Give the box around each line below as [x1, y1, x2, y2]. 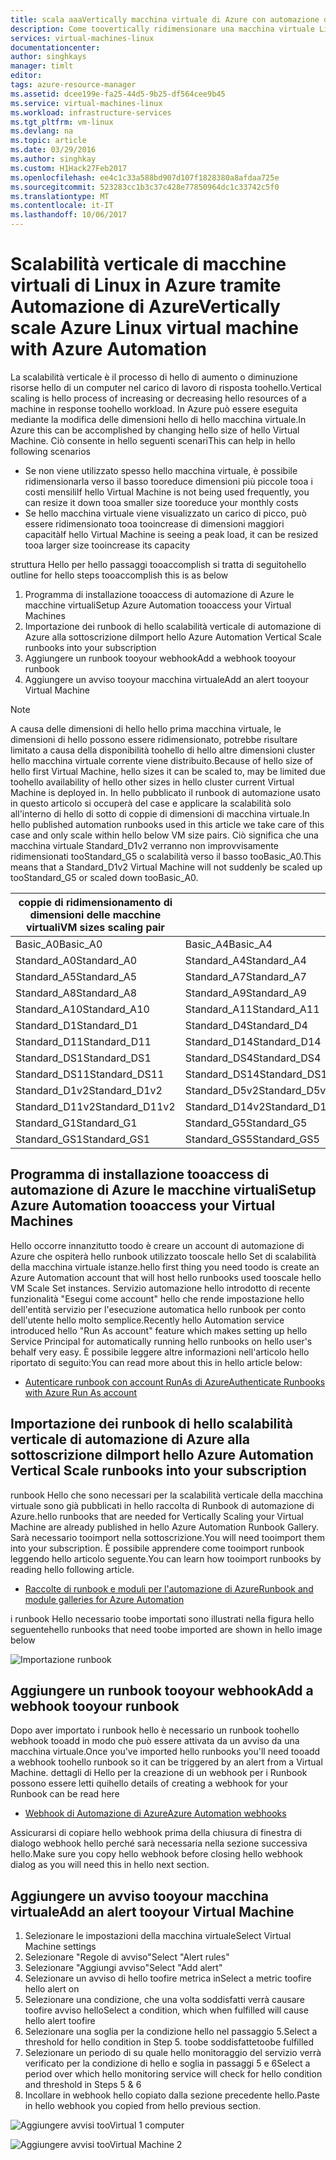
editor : [10, 71, 43, 81]
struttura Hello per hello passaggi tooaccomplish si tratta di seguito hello [10, 558, 307, 570]
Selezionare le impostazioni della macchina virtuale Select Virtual [24, 1930, 292, 1942]
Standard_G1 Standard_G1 [15, 1116, 138, 1130]
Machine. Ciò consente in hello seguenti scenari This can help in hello [10, 434, 296, 446]
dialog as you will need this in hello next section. [10, 1859, 210, 1871]
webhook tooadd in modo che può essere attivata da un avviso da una [10, 1735, 300, 1747]
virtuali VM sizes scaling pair [25, 920, 165, 934]
